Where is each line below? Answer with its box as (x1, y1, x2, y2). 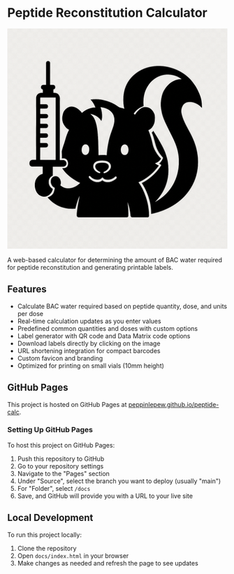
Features (7, 283, 47, 295)
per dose (17, 309, 44, 317)
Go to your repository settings (17, 461, 104, 470)
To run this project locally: (7, 530, 82, 539)
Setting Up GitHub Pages (7, 425, 93, 435)
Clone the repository (17, 544, 77, 552)
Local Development (7, 512, 94, 524)
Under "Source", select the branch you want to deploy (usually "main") (17, 477, 221, 485)
